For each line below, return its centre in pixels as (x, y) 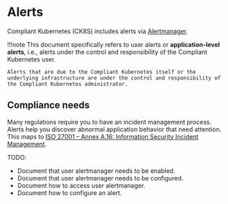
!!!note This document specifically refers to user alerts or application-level (114, 44)
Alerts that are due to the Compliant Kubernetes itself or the (102, 72)
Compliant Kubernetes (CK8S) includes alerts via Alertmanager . (97, 31)
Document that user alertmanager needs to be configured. (100, 178)
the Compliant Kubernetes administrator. (68, 84)
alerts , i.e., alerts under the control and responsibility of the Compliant (107, 52)
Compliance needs (48, 105)
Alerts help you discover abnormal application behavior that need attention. (114, 129)
